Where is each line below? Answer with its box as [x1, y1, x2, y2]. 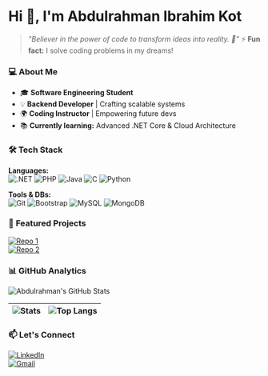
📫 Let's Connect [8, 330, 75, 341]
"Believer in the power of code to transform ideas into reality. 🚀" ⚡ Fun [27, 34, 261, 43]
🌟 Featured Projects [8, 218, 86, 229]
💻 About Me [8, 66, 58, 77]
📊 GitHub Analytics [8, 265, 86, 276]
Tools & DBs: [8, 190, 51, 199]
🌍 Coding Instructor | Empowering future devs [19, 109, 177, 118]
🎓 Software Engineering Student [19, 88, 134, 98]
